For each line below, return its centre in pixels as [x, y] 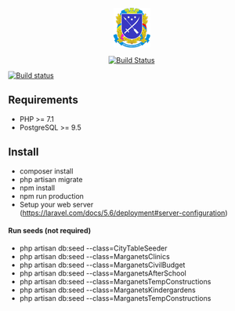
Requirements [43, 100]
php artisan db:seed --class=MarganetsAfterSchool [103, 273]
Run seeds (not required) [50, 231]
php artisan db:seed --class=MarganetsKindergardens [107, 290]
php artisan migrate [51, 179]
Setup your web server [56, 204]
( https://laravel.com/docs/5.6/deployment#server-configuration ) [123, 213]
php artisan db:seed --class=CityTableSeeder [93, 248]
